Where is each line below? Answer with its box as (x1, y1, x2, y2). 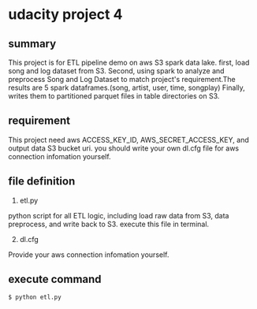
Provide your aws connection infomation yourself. (8, 250, 169, 259)
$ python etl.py (8, 293, 61, 301)
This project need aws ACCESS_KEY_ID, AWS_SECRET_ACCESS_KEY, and (8, 135, 250, 144)
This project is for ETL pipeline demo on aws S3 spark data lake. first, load (8, 58, 250, 67)
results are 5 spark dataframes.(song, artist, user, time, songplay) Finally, (8, 83, 246, 92)
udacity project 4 (8, 6, 123, 24)
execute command (8, 273, 102, 286)
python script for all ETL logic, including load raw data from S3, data (8, 210, 229, 220)
